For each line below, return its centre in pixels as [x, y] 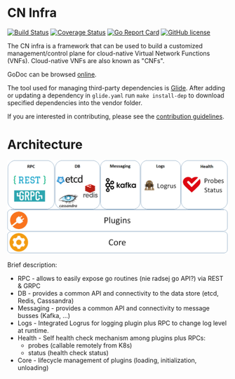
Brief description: [32, 265]
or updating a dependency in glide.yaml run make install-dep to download [116, 95]
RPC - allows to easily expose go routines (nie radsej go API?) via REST [120, 278]
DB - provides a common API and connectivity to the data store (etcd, [118, 293]
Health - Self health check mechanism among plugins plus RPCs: [111, 338]
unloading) [33, 367]
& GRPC [29, 286]
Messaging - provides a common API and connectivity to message [114, 308]
